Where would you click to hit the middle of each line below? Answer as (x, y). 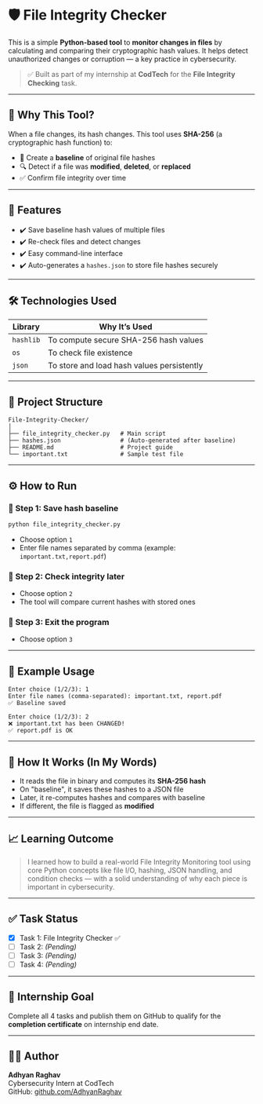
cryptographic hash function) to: (60, 142)
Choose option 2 (46, 594)
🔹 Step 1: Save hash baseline (63, 508)
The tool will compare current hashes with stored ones (107, 602)
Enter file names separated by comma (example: (97, 547)
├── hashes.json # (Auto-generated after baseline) (122, 441)
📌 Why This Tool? (51, 115)
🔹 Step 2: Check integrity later (67, 576)
